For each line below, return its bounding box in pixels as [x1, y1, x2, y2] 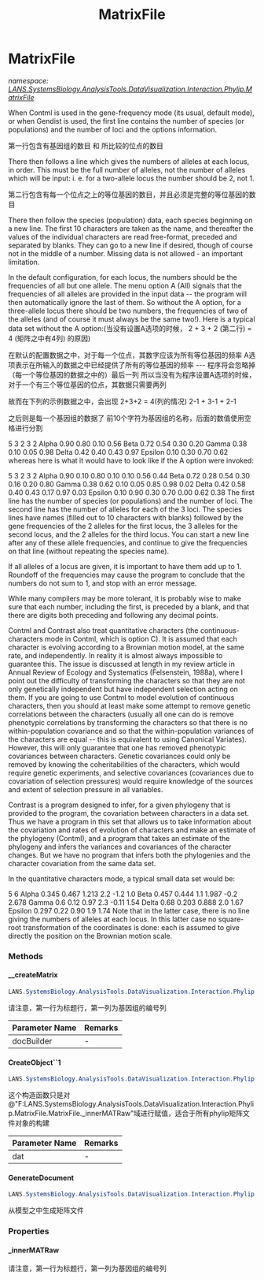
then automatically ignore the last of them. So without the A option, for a [8, 297, 242, 307]
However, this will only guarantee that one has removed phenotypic [8, 742, 226, 752]
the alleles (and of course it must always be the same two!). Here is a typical [8, 314, 255, 324]
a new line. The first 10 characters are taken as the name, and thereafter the [8, 223, 254, 233]
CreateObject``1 [8, 1058, 61, 1067]
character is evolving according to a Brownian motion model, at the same [8, 642, 245, 652]
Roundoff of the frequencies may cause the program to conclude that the [8, 570, 245, 579]
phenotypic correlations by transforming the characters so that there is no [8, 717, 248, 727]
